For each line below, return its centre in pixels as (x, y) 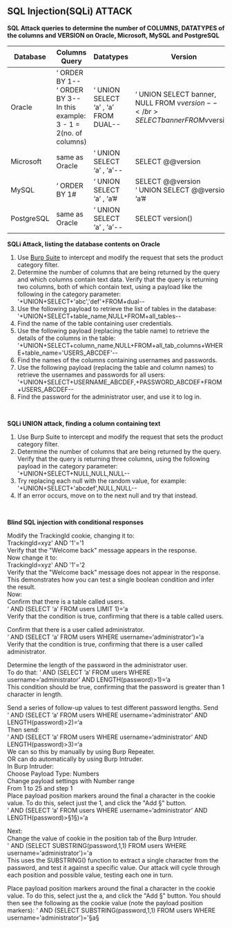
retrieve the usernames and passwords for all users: (91, 375)
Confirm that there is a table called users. (66, 601)
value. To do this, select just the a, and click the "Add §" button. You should (114, 896)
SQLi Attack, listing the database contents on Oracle (84, 244)
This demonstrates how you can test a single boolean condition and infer (111, 580)
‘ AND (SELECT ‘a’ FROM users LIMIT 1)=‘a (68, 609)
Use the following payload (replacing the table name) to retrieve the (113, 330)
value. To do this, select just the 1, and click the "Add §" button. (97, 802)
